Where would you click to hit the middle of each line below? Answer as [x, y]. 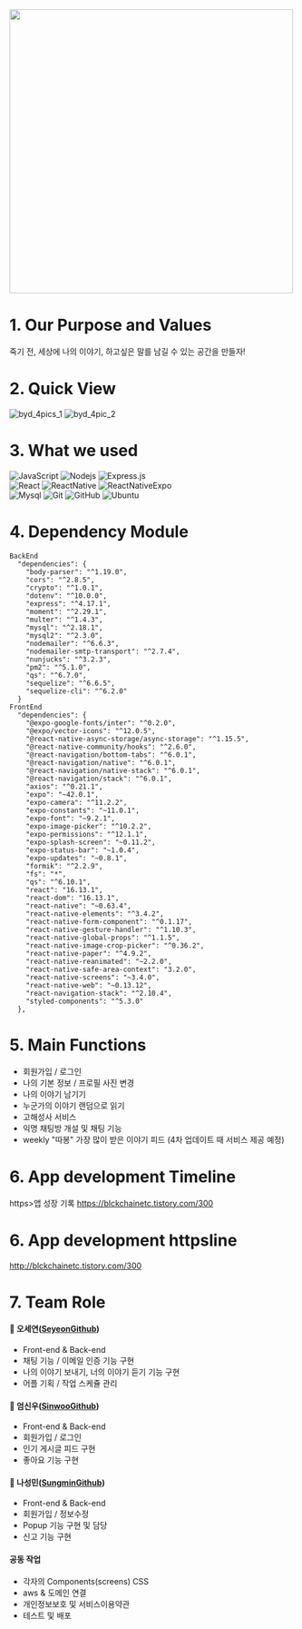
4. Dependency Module [99, 531]
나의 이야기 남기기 [54, 1094]
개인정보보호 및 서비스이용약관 [76, 1604]
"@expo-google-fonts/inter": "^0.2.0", [101, 723]
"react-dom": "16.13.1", [73, 898]
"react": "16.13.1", [64, 889]
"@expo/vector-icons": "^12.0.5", [91, 730]
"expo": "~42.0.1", [63, 794]
